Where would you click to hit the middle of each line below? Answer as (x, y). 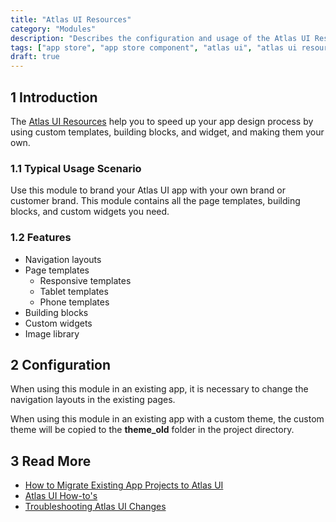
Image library (52, 333)
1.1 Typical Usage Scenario (76, 168)
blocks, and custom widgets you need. (90, 212)
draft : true (35, 57)
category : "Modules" (53, 29)
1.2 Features (41, 238)
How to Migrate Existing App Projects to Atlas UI (124, 485)
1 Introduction (54, 97)
